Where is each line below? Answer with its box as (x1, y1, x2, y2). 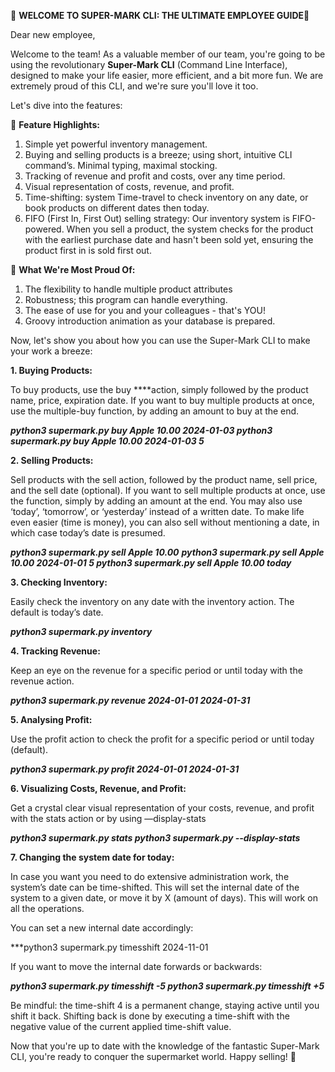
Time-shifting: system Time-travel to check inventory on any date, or (24, 191, 309, 203)
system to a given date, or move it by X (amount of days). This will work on (10, 892, 318, 904)
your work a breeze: (10, 345, 93, 357)
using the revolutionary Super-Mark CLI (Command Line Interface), (10, 59, 288, 70)
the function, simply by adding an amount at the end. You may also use (10, 495, 303, 507)
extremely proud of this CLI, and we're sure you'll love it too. (10, 80, 259, 92)
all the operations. (10, 903, 85, 914)
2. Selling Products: (10, 455, 94, 466)
